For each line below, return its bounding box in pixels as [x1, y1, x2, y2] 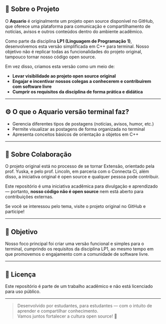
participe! [5, 208, 25, 215]
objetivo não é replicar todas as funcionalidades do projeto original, [5, 48, 142, 54]
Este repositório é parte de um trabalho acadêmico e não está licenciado [5, 283, 153, 289]
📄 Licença [5, 270, 36, 279]
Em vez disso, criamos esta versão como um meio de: [5, 63, 115, 69]
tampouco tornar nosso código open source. [5, 54, 96, 60]
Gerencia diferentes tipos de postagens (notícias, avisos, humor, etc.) [12, 121, 154, 126]
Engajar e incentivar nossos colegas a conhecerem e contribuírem [12, 78, 152, 84]
